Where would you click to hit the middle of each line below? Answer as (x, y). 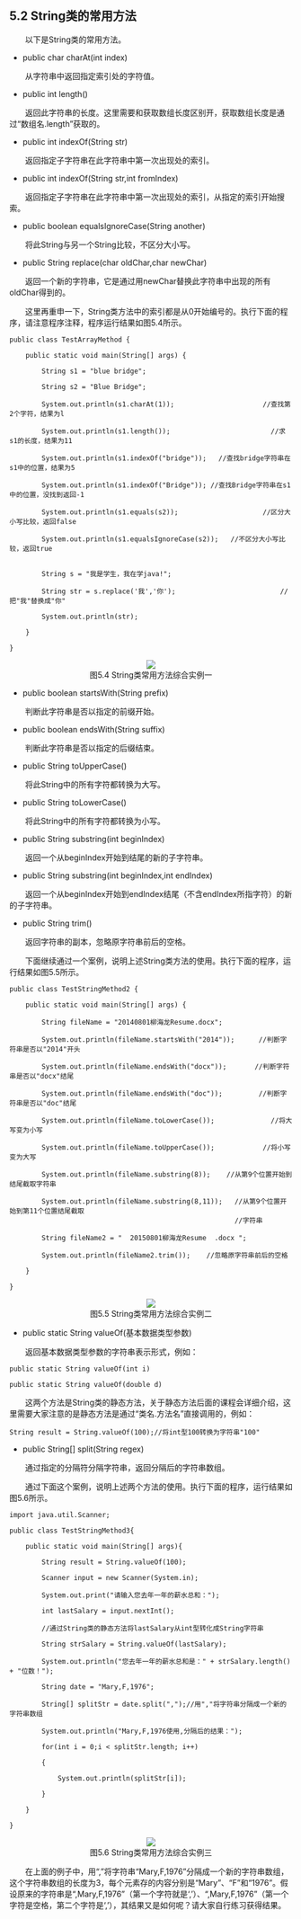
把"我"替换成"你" (37, 600)
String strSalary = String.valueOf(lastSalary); (134, 1644)
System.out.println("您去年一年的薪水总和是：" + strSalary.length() (166, 1661)
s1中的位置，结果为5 (42, 467)
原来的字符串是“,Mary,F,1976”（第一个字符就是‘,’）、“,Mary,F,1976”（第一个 (153, 1894)
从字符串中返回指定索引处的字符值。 (92, 76)
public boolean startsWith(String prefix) (95, 693)
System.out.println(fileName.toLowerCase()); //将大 (167, 1120)
